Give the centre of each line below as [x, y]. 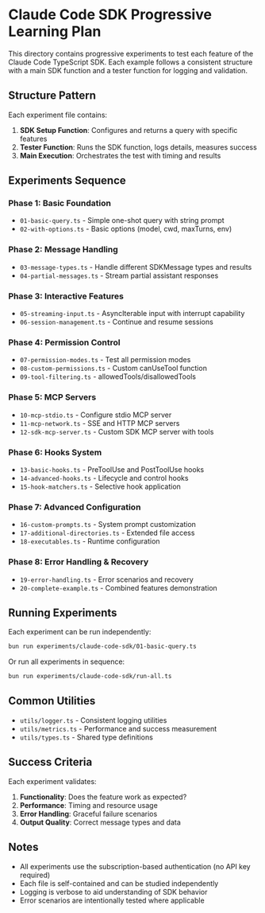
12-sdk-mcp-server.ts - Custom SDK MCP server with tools [117, 431]
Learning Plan [55, 31]
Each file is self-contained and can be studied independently [119, 883]
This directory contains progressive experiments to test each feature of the [131, 53]
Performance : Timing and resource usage [89, 805]
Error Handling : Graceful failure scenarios [88, 814]
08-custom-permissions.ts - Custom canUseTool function [113, 369]
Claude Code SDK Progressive [110, 15]
